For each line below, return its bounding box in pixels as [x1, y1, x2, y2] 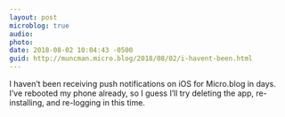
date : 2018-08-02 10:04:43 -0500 [9, 46, 134, 55]
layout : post [9, 12, 58, 22]
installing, [9, 97, 45, 107]
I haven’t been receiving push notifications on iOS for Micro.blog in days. [9, 79, 276, 89]
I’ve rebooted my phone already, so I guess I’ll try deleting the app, [9, 88, 254, 98]
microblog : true [9, 21, 69, 30]
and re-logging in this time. [45, 97, 145, 107]
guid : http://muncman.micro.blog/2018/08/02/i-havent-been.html [9, 54, 253, 63]
